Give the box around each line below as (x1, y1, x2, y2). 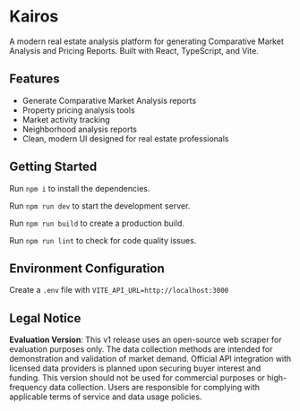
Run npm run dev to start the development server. (9, 200, 191, 211)
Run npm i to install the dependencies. (9, 183, 150, 193)
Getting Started (9, 159, 98, 175)
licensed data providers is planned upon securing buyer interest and (9, 363, 261, 373)
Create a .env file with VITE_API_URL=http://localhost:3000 (9, 285, 229, 295)
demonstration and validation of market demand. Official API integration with (9, 354, 292, 364)
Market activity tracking (21, 114, 110, 124)
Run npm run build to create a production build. (9, 218, 185, 228)
